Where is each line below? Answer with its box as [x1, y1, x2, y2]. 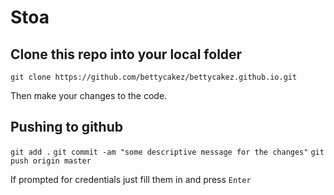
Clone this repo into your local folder [10, 46, 243, 63]
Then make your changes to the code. [10, 90, 168, 101]
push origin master [10, 156, 92, 166]
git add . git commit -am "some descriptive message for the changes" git [10, 147, 325, 157]
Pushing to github [10, 119, 123, 136]
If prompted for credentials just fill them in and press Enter [10, 173, 252, 185]
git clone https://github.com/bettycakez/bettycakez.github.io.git [10, 72, 298, 82]
